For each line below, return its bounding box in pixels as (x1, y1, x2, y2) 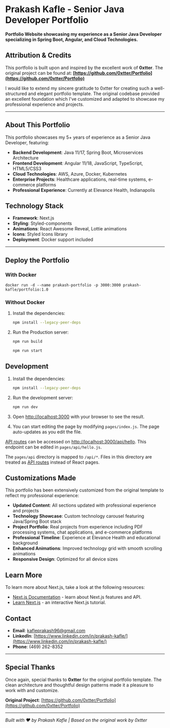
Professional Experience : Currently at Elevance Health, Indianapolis (12, 187, 155, 193)
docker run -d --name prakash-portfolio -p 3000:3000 (5, 282, 121, 288)
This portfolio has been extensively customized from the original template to (5, 487, 164, 493)
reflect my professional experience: (5, 493, 79, 499)
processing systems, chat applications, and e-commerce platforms (12, 529, 153, 535)
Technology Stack (5, 201, 64, 210)
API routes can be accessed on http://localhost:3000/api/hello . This (5, 438, 147, 444)
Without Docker (5, 299, 45, 306)
